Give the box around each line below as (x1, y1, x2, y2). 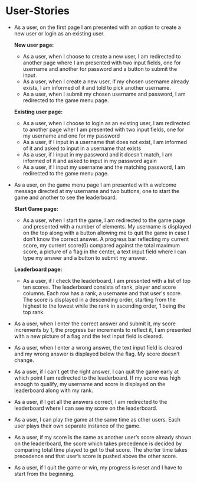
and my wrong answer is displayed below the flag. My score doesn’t (14, 350, 180, 357)
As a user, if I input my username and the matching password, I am (22, 164, 185, 171)
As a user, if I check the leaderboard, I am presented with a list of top (22, 277, 191, 284)
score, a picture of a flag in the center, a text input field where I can (22, 248, 186, 255)
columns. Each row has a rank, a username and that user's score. (22, 289, 182, 296)
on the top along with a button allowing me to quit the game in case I (22, 229, 189, 236)
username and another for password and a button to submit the (22, 65, 178, 72)
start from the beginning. (14, 470, 75, 477)
